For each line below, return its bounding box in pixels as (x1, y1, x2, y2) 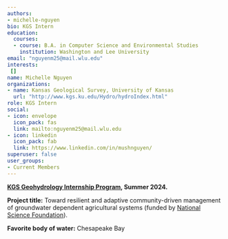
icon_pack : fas (13, 118, 57, 126)
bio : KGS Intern (7, 23, 54, 30)
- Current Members (7, 163, 60, 171)
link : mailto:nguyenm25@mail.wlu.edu (13, 125, 122, 132)
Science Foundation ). (7, 211, 68, 219)
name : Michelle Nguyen (7, 74, 72, 81)
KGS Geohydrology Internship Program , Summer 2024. (7, 183, 168, 191)
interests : (7, 61, 39, 68)
